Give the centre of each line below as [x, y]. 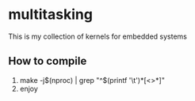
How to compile [48, 61]
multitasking [51, 15]
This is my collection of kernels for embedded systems [98, 36]
